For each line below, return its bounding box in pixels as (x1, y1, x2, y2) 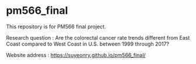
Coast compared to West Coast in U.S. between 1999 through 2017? (6, 40, 169, 47)
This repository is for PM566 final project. (6, 23, 106, 30)
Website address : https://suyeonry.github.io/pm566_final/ (6, 51, 146, 58)
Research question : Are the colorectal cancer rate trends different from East (6, 34, 190, 41)
